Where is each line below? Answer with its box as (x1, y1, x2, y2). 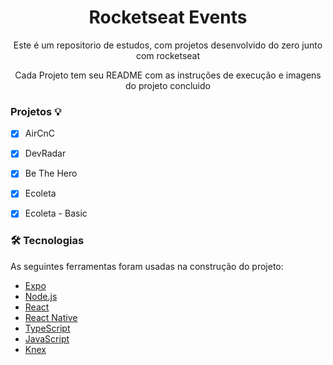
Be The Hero (24, 167, 78, 180)
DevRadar (24, 147, 67, 160)
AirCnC (24, 127, 55, 140)
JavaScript (24, 332, 70, 345)
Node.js (24, 290, 58, 302)
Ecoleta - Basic (24, 207, 88, 220)
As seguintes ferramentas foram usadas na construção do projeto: (10, 260, 284, 272)
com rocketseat (135, 49, 201, 61)
